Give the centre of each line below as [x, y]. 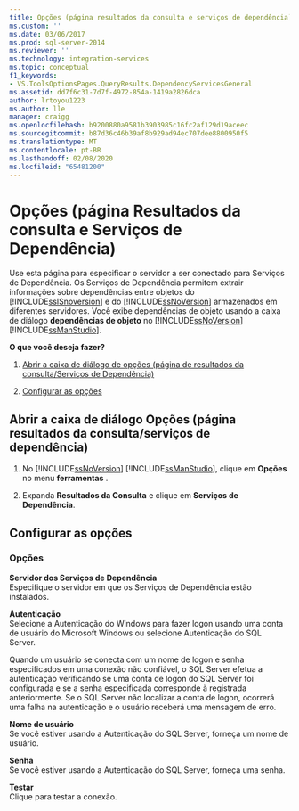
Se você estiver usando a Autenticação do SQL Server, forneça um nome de [149, 733]
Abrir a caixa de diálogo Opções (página [123, 419]
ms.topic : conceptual [49, 68]
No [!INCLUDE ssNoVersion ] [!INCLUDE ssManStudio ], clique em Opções [154, 469]
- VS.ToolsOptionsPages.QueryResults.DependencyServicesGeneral [131, 84]
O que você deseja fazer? [57, 348]
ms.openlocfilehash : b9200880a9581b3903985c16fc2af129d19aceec [129, 126]
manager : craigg [39, 117]
